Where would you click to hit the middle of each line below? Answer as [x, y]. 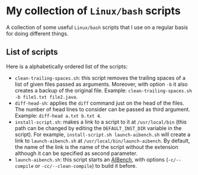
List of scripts [32, 52]
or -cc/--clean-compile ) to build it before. [86, 166]
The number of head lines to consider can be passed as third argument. [103, 109]
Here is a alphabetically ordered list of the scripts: [67, 66]
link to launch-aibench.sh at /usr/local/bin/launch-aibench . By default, [102, 141]
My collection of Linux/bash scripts [93, 11]
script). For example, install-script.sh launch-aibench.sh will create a [103, 134]
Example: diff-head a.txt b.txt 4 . [58, 115]
